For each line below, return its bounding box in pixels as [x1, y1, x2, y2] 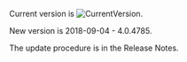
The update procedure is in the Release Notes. [9, 43, 179, 53]
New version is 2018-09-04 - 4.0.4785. [9, 26, 152, 35]
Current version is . [9, 9, 144, 19]
